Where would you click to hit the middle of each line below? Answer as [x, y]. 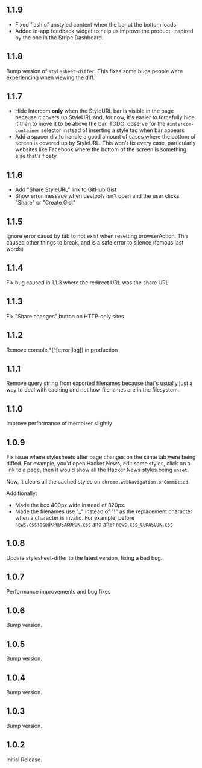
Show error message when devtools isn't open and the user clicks [97, 196]
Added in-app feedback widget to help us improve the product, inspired [104, 31]
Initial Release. [24, 760]
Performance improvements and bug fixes [58, 591]
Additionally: [22, 493]
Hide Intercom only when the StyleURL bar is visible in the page [94, 111]
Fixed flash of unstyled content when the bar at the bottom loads [96, 24]
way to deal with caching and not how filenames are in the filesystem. [93, 390]
